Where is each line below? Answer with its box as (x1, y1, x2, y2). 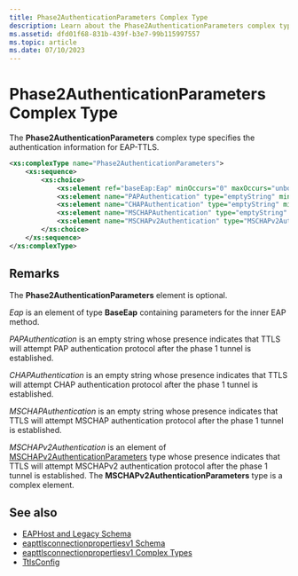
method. (9, 316, 40, 327)
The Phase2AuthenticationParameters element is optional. (9, 289, 228, 300)
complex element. (9, 479, 75, 490)
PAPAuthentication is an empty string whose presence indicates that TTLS (9, 334, 281, 344)
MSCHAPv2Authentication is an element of (9, 441, 167, 453)
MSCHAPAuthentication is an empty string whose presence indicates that (9, 406, 278, 416)
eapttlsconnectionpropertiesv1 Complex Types (21, 548, 192, 558)
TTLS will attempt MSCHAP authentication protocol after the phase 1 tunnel (9, 414, 284, 426)
